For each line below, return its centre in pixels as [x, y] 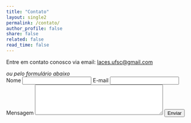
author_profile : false [34, 28]
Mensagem [20, 113]
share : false [22, 34]
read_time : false [28, 45]
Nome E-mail [58, 80]
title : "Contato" [28, 12]
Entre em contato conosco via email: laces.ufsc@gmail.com [80, 62]
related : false [25, 39]
